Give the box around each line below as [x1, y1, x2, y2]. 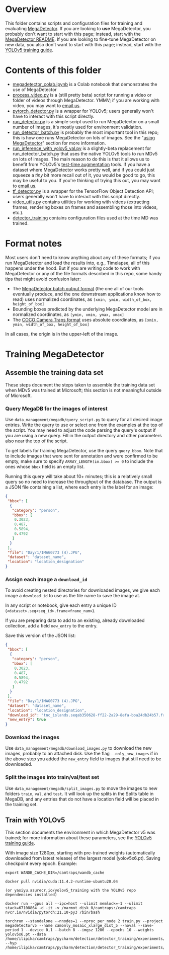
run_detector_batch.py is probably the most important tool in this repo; [12, 129, 159, 135]
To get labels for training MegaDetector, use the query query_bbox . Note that [5, 448, 163, 454]
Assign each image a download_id [5, 576, 88, 583]
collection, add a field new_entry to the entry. [5, 623, 98, 629]
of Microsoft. [5, 392, 32, 399]
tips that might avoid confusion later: [5, 276, 81, 282]
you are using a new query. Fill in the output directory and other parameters [5, 433, 162, 439]
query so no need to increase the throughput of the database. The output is [5, 479, 162, 485]
